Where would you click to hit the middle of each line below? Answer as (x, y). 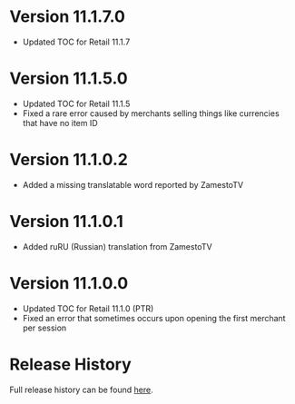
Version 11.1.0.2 (69, 160)
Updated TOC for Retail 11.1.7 (76, 42)
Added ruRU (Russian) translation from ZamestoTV (117, 246)
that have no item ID (60, 123)
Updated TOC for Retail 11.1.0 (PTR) (88, 308)
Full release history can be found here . (82, 389)
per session (44, 328)
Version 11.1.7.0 (67, 17)
